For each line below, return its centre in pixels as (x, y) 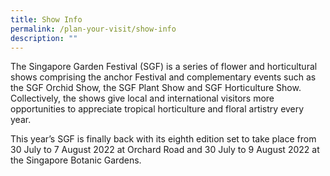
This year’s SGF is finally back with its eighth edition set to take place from (163, 139)
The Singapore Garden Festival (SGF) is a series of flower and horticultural (164, 67)
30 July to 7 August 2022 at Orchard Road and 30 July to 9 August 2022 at (165, 150)
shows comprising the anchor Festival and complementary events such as (163, 77)
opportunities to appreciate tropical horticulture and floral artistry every (157, 109)
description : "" (44, 38)
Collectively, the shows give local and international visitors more (142, 98)
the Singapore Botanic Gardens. (76, 160)
